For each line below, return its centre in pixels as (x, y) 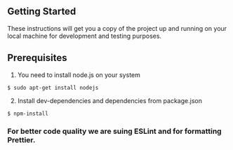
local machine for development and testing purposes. (85, 36)
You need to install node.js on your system (79, 75)
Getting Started (42, 12)
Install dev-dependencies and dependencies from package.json (109, 100)
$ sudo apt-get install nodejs (53, 88)
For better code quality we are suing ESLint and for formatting (115, 131)
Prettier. (21, 139)
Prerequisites (37, 58)
